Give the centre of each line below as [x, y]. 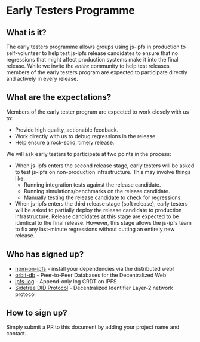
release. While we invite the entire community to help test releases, [89, 66]
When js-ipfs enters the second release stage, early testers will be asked [104, 166]
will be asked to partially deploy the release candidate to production [98, 210]
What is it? [26, 33]
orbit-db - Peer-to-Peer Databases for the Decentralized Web [90, 275]
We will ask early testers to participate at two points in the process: [89, 154]
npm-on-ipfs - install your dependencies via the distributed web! [94, 268]
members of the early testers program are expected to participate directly [97, 72]
